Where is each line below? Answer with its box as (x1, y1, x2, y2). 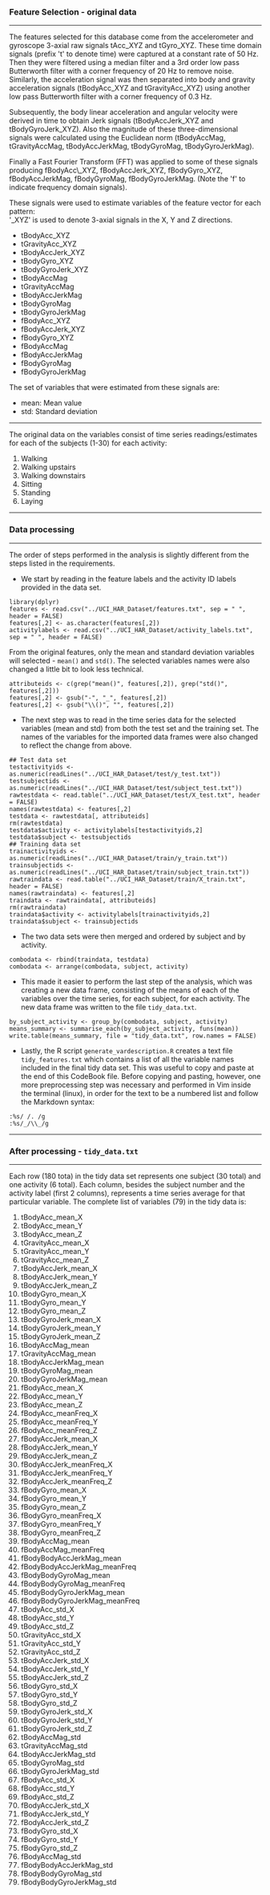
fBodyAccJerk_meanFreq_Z (20, 1476, 113, 1486)
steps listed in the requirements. (9, 558, 115, 568)
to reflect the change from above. (20, 741, 132, 750)
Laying (20, 497, 43, 506)
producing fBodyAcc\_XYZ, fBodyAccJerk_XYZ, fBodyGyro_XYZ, (9, 165, 224, 175)
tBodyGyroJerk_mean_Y (20, 1323, 101, 1333)
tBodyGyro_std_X (20, 1681, 79, 1690)
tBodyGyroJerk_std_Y (20, 1715, 93, 1725)
